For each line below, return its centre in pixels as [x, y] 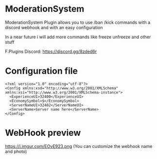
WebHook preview [43, 133]
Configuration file [41, 71]
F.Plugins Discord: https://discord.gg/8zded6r [51, 51]
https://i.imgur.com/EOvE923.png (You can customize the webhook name [79, 146]
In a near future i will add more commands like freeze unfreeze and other [78, 37]
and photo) [16, 151]
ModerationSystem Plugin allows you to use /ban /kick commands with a [78, 22]
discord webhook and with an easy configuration [54, 27]
